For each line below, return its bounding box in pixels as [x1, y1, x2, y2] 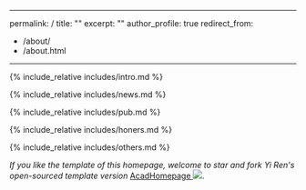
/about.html [22, 45, 66, 55]
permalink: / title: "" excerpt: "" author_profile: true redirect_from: [9, 18, 254, 28]
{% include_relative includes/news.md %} [9, 89, 167, 100]
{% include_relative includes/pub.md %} [9, 106, 161, 117]
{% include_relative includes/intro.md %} [9, 72, 164, 82]
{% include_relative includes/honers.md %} [9, 125, 173, 135]
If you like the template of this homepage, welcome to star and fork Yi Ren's [9, 160, 295, 170]
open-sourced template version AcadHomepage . [9, 170, 205, 181]
